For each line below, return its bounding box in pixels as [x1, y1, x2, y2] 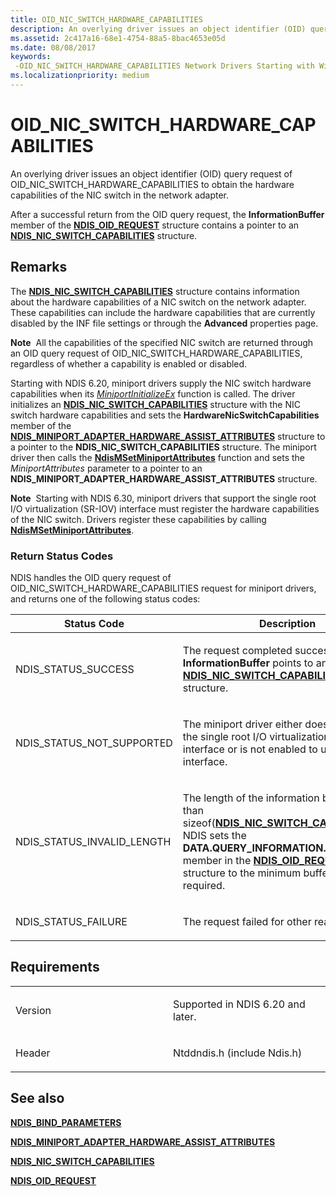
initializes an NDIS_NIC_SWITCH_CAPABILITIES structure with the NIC [10, 398, 301, 410]
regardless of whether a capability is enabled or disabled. [10, 357, 248, 370]
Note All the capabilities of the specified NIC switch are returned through [10, 336, 314, 348]
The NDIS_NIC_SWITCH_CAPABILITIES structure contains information [10, 285, 300, 297]
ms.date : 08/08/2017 [10, 42, 97, 53]
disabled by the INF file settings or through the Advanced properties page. [10, 317, 319, 329]
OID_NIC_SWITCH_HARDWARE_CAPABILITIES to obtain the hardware [10, 178, 295, 190]
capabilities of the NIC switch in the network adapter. [10, 189, 229, 201]
